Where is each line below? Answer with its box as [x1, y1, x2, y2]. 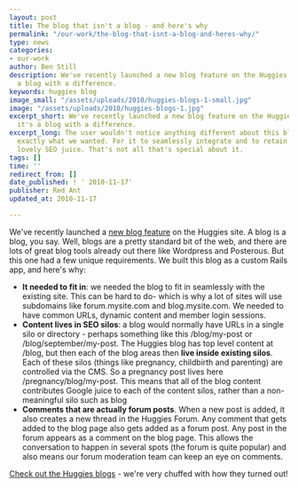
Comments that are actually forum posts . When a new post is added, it [21, 404, 286, 414]
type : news [9, 37, 50, 47]
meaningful [21, 394, 64, 405]
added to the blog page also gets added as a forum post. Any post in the [21, 422, 287, 433]
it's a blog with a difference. [17, 121, 137, 130]
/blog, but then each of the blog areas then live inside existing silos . [21, 347, 273, 358]
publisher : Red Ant [9, 186, 82, 195]
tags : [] [9, 153, 42, 162]
